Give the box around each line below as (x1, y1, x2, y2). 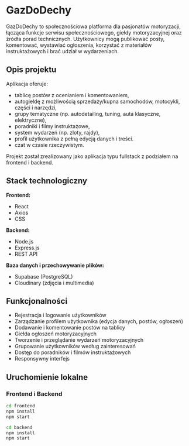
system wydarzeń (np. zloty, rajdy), (14, 129, 100, 136)
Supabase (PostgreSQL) (14, 273, 73, 280)
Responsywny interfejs (14, 355, 70, 362)
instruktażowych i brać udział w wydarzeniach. (6, 47, 119, 54)
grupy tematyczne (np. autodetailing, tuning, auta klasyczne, (14, 110, 161, 117)
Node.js (14, 238, 34, 245)
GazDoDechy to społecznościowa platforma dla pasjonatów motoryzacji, (6, 23, 181, 30)
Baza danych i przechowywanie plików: (6, 262, 104, 269)
